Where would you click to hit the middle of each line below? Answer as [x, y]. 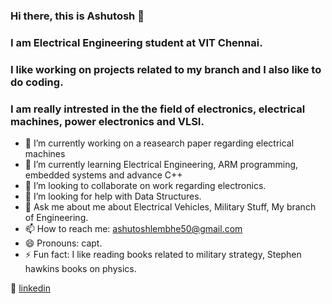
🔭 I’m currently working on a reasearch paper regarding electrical [159, 143]
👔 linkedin [30, 288]
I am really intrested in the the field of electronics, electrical [158, 109]
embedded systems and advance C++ [103, 175]
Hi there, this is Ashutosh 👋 [77, 16]
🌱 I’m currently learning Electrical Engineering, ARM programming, [161, 165]
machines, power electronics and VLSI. [107, 121]
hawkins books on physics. [80, 269]
